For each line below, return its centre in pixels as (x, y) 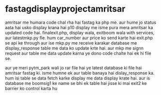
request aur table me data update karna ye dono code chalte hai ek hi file (78, 53)
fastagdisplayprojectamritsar (65, 9)
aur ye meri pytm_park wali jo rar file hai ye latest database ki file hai (73, 68)
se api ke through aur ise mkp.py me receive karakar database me (71, 43)
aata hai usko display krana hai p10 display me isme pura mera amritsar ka (79, 27)
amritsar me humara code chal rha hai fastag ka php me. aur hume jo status (81, 22)
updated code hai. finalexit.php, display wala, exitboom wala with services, (80, 32)
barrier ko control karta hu (31, 88)
